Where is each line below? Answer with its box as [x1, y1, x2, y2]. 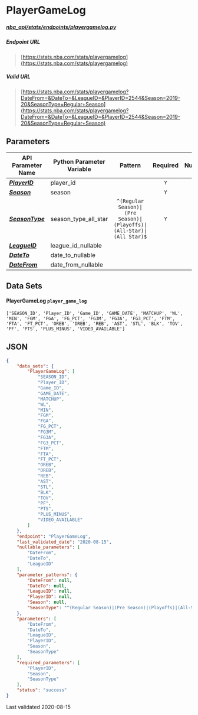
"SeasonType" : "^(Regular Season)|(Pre [27, 605, 126, 611]
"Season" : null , [27, 599, 67, 606]
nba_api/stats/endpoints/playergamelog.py [6, 23, 117, 30]
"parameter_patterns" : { [16, 571, 78, 578]
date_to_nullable [50, 251, 96, 259]
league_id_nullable [50, 242, 102, 250]
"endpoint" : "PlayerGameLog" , [16, 533, 91, 539]
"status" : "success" [16, 687, 67, 693]
